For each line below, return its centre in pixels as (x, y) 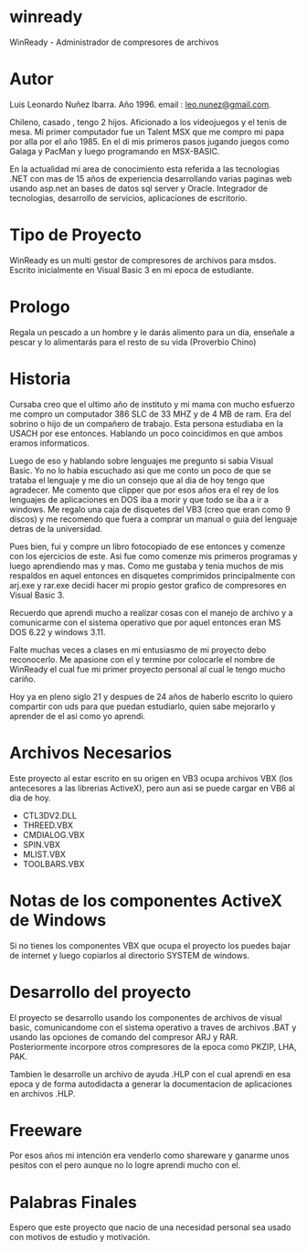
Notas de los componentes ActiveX (146, 901)
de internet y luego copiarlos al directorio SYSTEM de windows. (129, 955)
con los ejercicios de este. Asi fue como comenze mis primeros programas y (153, 556)
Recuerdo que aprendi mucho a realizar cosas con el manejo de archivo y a (152, 612)
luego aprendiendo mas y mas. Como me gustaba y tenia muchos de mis (147, 566)
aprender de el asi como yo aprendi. (78, 716)
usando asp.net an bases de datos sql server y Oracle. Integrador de (139, 188)
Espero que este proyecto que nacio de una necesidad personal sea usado (150, 1227)
